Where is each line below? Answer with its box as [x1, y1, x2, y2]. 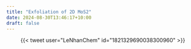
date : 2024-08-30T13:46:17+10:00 [6, 15, 92, 21]
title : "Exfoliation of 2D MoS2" [6, 8, 92, 15]
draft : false [6, 20, 40, 26]
